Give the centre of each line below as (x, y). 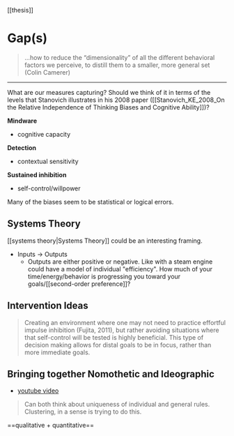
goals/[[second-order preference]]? (79, 284)
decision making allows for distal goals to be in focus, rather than (118, 345)
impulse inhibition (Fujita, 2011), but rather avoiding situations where (122, 330)
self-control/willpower (49, 188)
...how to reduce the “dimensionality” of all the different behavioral (119, 57)
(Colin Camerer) (47, 72)
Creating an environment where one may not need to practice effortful (125, 322)
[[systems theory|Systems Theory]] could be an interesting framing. (105, 241)
